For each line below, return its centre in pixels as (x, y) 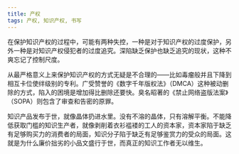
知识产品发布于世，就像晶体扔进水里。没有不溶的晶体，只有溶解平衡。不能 (116, 116)
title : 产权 (24, 14)
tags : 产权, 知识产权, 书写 (44, 21)
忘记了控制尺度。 (38, 59)
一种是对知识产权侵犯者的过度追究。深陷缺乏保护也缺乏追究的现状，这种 (119, 50)
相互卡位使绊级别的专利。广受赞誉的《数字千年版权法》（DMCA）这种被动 (115, 83)
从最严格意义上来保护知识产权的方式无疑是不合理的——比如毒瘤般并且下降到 (119, 75)
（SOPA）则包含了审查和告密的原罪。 (63, 101)
